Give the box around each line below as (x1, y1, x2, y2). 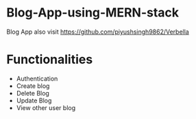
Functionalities (6, 52, 93, 67)
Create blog (16, 81, 50, 90)
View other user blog (16, 103, 76, 111)
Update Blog (16, 96, 52, 105)
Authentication (16, 74, 58, 83)
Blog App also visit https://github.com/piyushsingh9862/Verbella (6, 28, 189, 36)
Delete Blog (16, 89, 49, 97)
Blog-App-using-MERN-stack (6, 5, 180, 21)
